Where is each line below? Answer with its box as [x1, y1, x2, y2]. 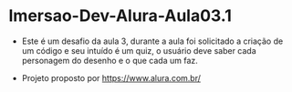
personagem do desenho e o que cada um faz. [21, 55, 198, 66]
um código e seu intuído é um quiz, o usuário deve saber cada [21, 45, 256, 56]
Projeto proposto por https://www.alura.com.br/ [21, 72, 202, 83]
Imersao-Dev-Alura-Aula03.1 [8, 5, 232, 26]
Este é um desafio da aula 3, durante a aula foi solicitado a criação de [21, 36, 284, 46]
